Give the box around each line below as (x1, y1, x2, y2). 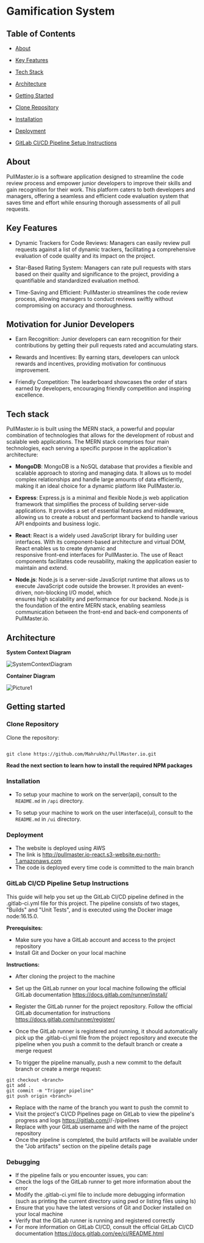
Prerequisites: (6, 924, 43, 932)
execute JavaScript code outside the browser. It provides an (15, 583, 166, 590)
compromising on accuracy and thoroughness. (15, 302, 133, 309)
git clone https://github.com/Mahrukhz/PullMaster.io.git (6, 751, 157, 757)
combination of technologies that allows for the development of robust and (6, 431, 194, 439)
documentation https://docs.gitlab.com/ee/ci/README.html (15, 1230, 164, 1237)
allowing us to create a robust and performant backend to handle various (15, 514, 199, 521)
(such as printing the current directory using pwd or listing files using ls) (15, 1197, 197, 1205)
